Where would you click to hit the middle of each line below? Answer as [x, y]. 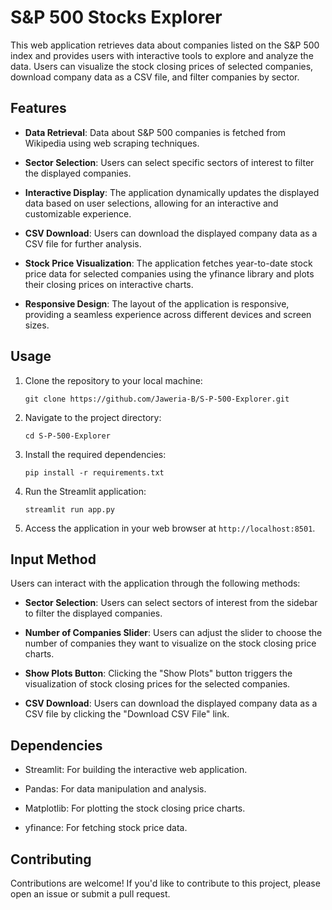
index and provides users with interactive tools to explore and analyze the [162, 55]
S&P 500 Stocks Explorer [116, 17]
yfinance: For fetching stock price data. [106, 828]
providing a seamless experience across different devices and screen [168, 314]
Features [38, 108]
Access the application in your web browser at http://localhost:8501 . [170, 528]
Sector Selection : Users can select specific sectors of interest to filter [169, 162]
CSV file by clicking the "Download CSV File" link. [127, 714]
